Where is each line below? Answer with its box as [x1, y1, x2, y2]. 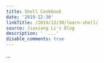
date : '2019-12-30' [6, 14, 54, 20]
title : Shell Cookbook [6, 8, 62, 15]
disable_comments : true [6, 36, 65, 42]
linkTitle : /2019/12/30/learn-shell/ [6, 19, 99, 25]
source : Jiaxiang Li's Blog [6, 25, 75, 31]
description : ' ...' [6, 31, 59, 37]
